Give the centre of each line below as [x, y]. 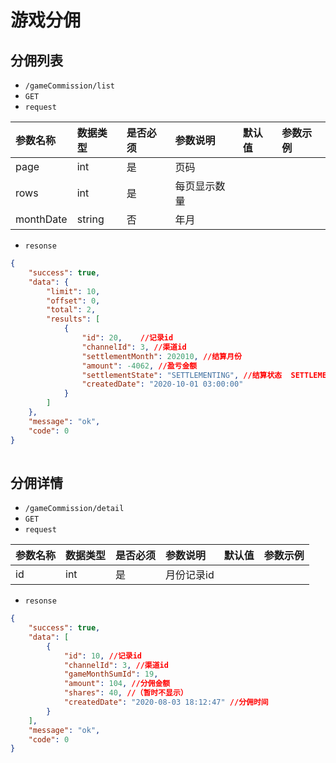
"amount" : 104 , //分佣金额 [117, 684]
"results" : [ [73, 319]
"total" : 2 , [71, 310]
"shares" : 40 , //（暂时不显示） [125, 693]
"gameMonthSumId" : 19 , [111, 674]
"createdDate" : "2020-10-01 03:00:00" [162, 384]
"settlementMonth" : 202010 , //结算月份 [161, 356]
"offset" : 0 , [73, 301]
